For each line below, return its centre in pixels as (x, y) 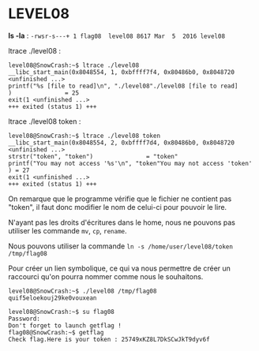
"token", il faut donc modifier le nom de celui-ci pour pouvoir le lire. (118, 207)
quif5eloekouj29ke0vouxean (53, 298)
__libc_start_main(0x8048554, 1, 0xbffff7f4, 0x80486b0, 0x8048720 (122, 72)
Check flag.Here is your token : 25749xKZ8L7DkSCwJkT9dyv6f (109, 339)
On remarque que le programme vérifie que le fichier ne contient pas (120, 199)
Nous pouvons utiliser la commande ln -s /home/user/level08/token (120, 246)
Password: (24, 319)
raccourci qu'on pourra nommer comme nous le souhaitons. (106, 276)
